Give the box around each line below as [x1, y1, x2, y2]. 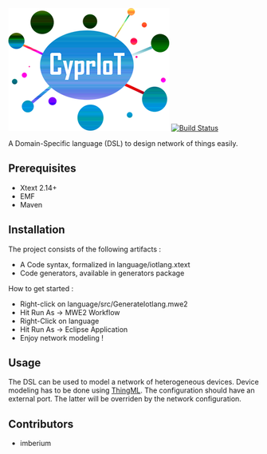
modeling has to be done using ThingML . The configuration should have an [8, 385, 255, 395]
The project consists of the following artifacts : [8, 244, 162, 254]
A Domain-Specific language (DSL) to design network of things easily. [8, 139, 238, 148]
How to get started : [8, 283, 74, 293]
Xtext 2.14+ [19, 183, 57, 192]
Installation [8, 223, 65, 237]
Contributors [8, 417, 74, 431]
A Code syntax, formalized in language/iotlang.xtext [19, 259, 190, 269]
